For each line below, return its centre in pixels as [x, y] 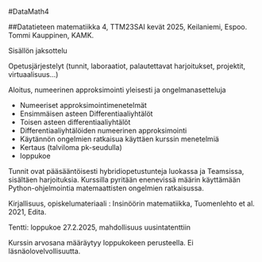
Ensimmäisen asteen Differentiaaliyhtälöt [86, 114]
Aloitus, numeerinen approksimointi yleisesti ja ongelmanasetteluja [117, 90]
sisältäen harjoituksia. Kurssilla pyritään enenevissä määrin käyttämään [124, 179]
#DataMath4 [29, 12]
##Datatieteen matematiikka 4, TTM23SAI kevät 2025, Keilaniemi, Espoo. [128, 27]
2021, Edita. [27, 212]
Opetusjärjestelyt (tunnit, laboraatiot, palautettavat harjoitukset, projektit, [127, 66]
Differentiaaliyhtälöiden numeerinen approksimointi [103, 131]
